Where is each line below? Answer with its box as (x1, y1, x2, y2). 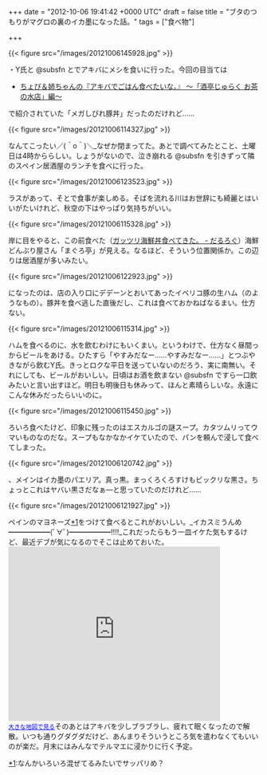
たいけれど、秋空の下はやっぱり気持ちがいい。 (22, 203, 176, 213)
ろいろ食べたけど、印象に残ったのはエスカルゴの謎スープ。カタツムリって (8, 423, 251, 432)
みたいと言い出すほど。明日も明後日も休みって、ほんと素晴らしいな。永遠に (8, 380, 259, 389)
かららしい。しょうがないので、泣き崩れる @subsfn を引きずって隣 (33, 151, 255, 160)
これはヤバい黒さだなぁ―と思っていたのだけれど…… (29, 485, 202, 494)
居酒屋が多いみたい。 (22, 256, 92, 265)
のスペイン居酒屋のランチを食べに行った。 (8, 161, 148, 170)
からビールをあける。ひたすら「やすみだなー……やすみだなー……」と (8, 350, 235, 360)
